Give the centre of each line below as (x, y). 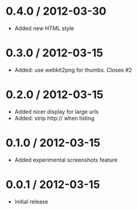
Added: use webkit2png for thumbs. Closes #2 (73, 70)
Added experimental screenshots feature (66, 160)
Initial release (31, 201)
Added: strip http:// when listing (54, 118)
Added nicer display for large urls (56, 111)
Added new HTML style (44, 28)
